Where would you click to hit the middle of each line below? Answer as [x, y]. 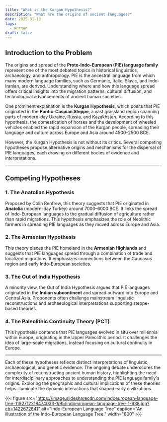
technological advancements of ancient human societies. [64, 96]
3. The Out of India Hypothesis [43, 277]
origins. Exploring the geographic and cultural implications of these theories [83, 383]
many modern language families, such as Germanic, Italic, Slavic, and [76, 80]
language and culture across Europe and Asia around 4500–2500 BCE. [78, 133]
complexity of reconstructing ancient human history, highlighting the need [81, 373]
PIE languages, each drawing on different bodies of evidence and [72, 152]
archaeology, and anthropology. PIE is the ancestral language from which [80, 75]
